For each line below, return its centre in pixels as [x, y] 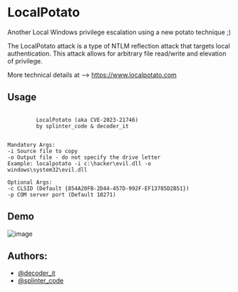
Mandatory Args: [31, 145]
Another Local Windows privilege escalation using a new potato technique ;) [119, 32]
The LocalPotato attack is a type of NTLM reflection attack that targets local [119, 46]
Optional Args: [30, 182]
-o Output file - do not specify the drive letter [84, 157]
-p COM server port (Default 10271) [62, 194]
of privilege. [25, 61]
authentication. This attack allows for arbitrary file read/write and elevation [117, 53]
